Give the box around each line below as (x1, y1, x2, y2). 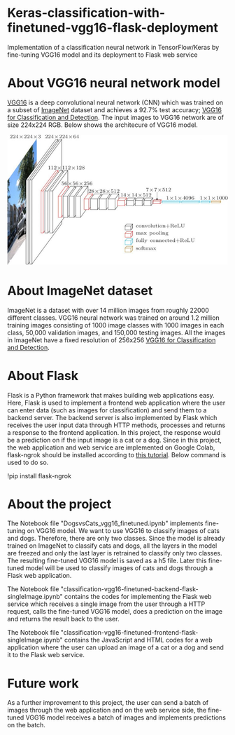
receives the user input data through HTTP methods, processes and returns (7, 421, 226, 429)
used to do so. (7, 458, 49, 466)
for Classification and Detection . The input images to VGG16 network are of (7, 113, 225, 121)
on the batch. (7, 721, 45, 729)
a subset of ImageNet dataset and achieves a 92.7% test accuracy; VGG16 (7, 105, 222, 114)
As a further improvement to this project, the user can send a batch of (7, 699, 208, 707)
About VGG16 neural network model (7, 75, 220, 91)
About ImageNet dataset (7, 283, 153, 299)
